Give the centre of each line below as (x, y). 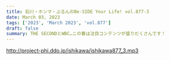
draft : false (22, 28)
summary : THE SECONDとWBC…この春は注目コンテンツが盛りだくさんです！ (86, 34)
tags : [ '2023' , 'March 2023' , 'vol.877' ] (59, 23)
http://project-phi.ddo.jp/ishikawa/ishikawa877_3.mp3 (72, 50)
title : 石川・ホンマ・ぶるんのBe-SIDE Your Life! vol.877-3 (78, 12)
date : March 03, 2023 (33, 17)
